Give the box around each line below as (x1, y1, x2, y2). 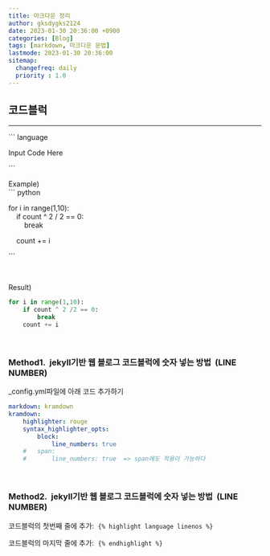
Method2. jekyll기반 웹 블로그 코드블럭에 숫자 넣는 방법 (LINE (8, 491, 239, 502)
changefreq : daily (15, 64, 78, 72)
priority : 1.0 (15, 72, 67, 80)
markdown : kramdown (8, 403, 74, 411)
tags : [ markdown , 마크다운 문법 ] (8, 42, 110, 50)
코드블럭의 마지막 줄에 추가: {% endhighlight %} (8, 538, 163, 547)
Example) (8, 179, 40, 189)
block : (37, 432, 59, 440)
